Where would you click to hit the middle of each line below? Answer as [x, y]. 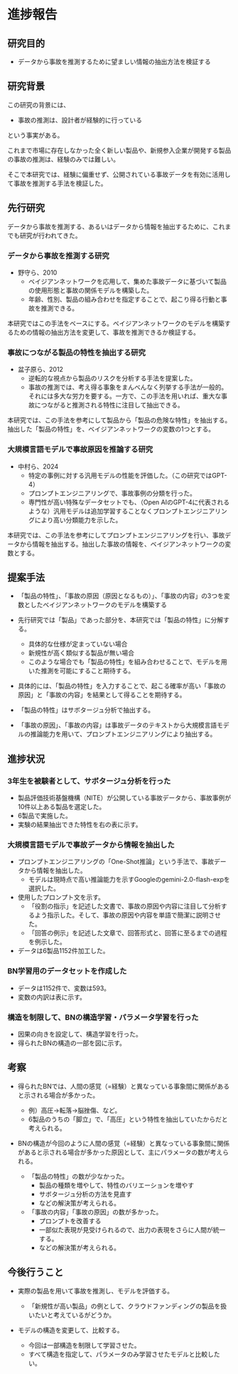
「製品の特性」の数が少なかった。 [78, 1176]
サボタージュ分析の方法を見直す [86, 1194]
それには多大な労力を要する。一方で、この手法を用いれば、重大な [125, 396]
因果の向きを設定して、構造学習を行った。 [80, 1034]
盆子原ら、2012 [40, 370]
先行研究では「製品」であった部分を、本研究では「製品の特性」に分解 [120, 620]
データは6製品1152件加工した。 [63, 951]
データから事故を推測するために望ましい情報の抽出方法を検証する [114, 62]
